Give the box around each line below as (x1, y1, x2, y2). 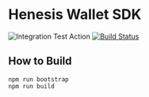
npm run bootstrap (8, 75, 69, 84)
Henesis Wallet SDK (8, 6, 142, 24)
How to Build (8, 54, 73, 68)
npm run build (8, 82, 55, 90)
